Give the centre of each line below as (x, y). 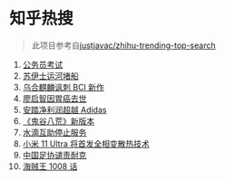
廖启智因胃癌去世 (54, 98)
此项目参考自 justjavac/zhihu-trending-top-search (123, 45)
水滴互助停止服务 (54, 132)
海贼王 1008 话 (50, 166)
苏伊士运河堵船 (50, 76)
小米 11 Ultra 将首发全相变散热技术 (86, 143)
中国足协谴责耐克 (54, 155)
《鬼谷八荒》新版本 (59, 121)
